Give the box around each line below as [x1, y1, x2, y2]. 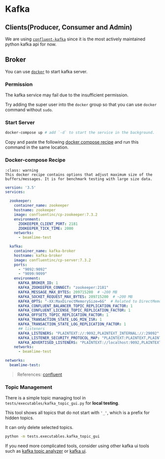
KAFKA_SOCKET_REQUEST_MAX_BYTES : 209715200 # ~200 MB [18, 294, 133, 299]
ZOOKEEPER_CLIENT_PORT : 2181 [18, 221, 78, 226]
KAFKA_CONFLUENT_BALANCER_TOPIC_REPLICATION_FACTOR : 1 [18, 304, 133, 308]
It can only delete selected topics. [5, 425, 74, 430]
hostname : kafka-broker [14, 253, 63, 258]
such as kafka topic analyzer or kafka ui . [5, 448, 87, 454]
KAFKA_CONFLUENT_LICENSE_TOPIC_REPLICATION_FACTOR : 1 [18, 308, 131, 313]
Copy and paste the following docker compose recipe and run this [5, 139, 139, 145]
